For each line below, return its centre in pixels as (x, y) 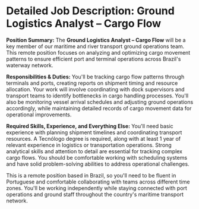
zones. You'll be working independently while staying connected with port (97, 188)
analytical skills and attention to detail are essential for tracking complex (94, 151)
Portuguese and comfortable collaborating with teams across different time (98, 182)
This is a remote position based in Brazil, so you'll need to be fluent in (91, 175)
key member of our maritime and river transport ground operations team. (95, 46)
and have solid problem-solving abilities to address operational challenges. (98, 164)
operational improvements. (39, 115)
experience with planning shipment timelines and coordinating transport (94, 132)
